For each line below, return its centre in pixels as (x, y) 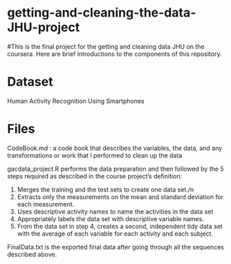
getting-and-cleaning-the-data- (102, 13)
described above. (32, 254)
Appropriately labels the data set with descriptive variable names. (110, 218)
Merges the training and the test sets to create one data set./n (105, 189)
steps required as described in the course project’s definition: (95, 176)
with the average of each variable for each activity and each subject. (115, 234)
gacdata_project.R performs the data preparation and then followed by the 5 (115, 169)
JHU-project (44, 27)
